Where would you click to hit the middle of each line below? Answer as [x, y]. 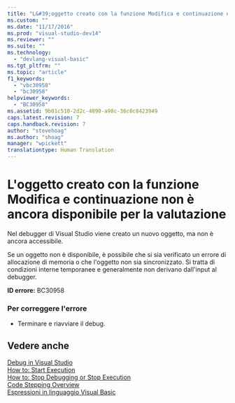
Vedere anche [38, 345]
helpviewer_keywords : [39, 98]
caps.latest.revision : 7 [43, 117]
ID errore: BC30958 [36, 290]
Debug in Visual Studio [40, 362]
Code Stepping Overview [43, 385]
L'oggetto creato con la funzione [103, 185]
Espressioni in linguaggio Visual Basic [62, 393]
